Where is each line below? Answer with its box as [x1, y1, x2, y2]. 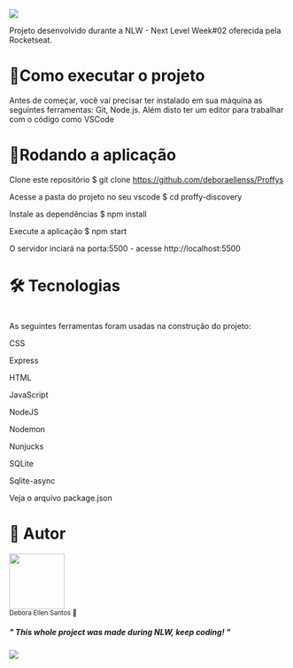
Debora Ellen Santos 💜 [9, 608, 77, 617]
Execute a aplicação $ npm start [9, 225, 127, 236]
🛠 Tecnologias [9, 276, 121, 296]
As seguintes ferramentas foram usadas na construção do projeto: [9, 320, 251, 331]
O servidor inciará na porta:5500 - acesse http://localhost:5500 [9, 243, 241, 254]
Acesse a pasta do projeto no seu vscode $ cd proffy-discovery [9, 191, 243, 202]
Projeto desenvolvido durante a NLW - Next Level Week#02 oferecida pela [9, 26, 281, 35]
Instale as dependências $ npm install [9, 208, 148, 219]
